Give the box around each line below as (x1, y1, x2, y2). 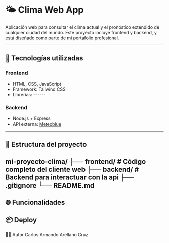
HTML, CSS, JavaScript (12, 81, 62, 87)
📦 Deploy (5, 216, 37, 224)
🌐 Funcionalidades (5, 198, 65, 207)
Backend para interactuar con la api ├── (5, 173, 134, 181)
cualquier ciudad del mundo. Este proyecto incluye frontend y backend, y (5, 29, 157, 35)
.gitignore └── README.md (5, 181, 95, 190)
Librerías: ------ (12, 91, 46, 97)
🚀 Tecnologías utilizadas (5, 54, 83, 63)
